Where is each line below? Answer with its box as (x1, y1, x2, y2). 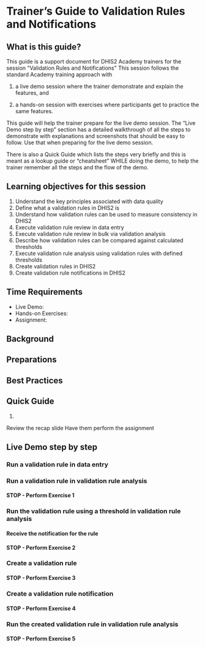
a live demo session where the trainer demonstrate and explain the (15, 83, 184, 90)
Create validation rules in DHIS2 (15, 262, 96, 270)
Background (6, 334, 54, 344)
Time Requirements (6, 287, 83, 297)
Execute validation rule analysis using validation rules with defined (15, 250, 183, 257)
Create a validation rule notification (6, 589, 114, 597)
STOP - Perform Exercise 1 (6, 492, 75, 499)
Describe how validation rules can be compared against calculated (15, 237, 184, 244)
